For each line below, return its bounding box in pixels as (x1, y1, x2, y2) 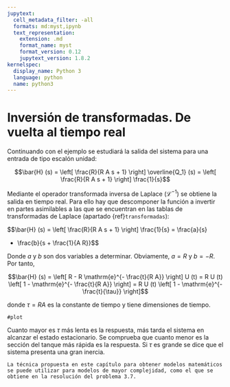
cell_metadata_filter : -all (13, 16, 94, 23)
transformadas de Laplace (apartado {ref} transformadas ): (7, 212, 170, 220)
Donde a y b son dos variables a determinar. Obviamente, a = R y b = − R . (7, 252, 216, 260)
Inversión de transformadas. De (7, 110, 192, 126)
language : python (13, 74, 63, 81)
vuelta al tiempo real (7, 124, 126, 140)
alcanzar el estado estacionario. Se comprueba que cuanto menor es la (7, 333, 209, 341)
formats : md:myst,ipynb (13, 23, 81, 30)
